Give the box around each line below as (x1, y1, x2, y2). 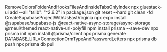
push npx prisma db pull (5, 41, 55, 47)
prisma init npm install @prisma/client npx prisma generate (5, 31, 126, 36)
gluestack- (139, 4, 162, 10)
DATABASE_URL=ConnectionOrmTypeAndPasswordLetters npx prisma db (5, 36, 157, 42)
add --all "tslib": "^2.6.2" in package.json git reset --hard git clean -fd (9, 9, 153, 15)
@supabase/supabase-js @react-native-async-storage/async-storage (5, 20, 151, 26)
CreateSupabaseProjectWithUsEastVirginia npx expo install (5, 15, 127, 20)
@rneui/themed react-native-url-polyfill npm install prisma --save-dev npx (5, 25, 159, 31)
